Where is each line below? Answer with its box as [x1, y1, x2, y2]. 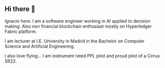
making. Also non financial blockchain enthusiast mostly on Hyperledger [4, 23, 152, 29]
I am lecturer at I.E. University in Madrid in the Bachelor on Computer [4, 38, 145, 44]
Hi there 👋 [4, 5, 36, 13]
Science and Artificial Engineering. [4, 43, 75, 49]
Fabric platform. [4, 28, 38, 34]
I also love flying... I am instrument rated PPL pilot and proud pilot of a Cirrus [4, 53, 160, 59]
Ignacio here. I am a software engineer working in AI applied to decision [4, 18, 151, 24]
